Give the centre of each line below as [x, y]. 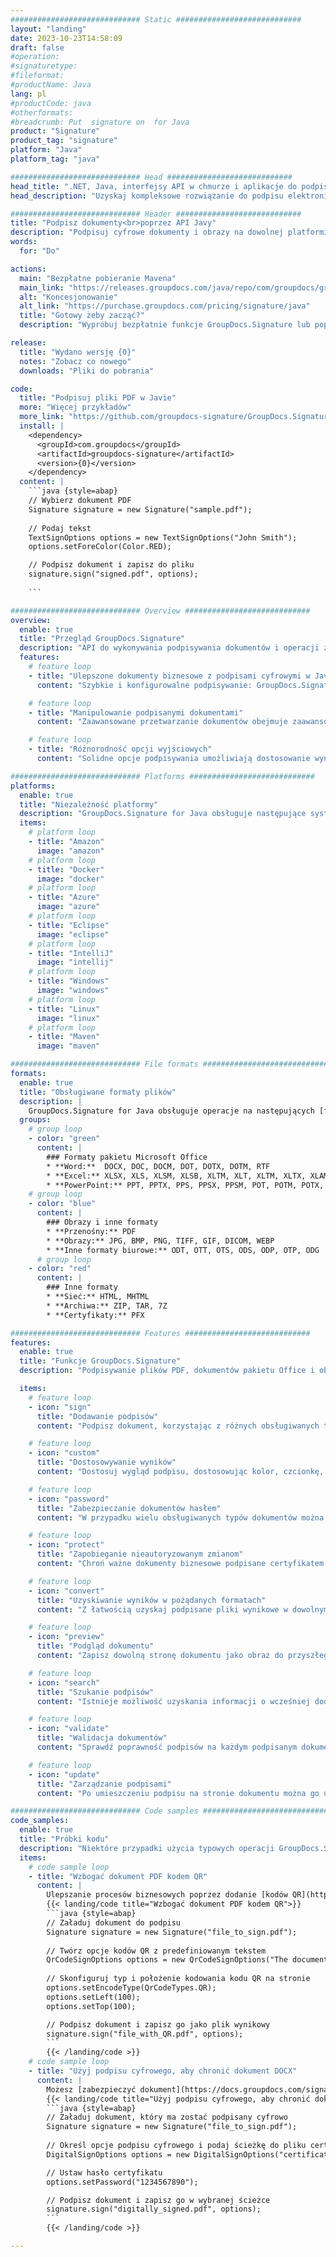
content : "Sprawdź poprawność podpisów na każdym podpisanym [167, 1747]
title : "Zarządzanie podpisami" [104, 1784]
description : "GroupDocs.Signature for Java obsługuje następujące [163, 814]
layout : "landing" [48, 29]
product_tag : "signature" [64, 141]
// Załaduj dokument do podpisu [114, 1922]
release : [28, 343]
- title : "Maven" [64, 1037]
